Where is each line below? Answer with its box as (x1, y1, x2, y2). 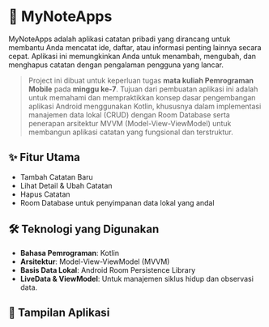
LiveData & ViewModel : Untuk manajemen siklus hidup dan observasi (19, 274, 254, 283)
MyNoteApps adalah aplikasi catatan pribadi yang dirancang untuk (8, 34, 231, 44)
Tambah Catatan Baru (19, 172, 93, 181)
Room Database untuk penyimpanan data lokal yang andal (19, 197, 215, 207)
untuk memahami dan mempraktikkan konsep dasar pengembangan (28, 92, 256, 102)
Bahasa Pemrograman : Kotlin (19, 248, 120, 257)
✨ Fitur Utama (8, 151, 81, 164)
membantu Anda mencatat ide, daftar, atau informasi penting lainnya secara (8, 42, 262, 52)
